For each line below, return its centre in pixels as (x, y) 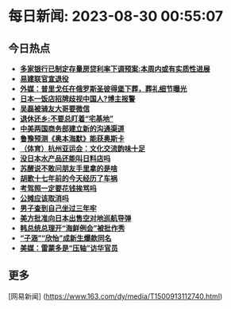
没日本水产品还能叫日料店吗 (65, 158)
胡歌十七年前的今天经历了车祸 (68, 178)
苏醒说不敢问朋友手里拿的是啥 (68, 168)
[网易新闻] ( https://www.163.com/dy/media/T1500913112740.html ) (115, 296)
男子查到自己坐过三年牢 (58, 208)
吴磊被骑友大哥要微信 (54, 109)
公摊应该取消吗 (44, 198)
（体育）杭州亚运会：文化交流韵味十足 (82, 149)
